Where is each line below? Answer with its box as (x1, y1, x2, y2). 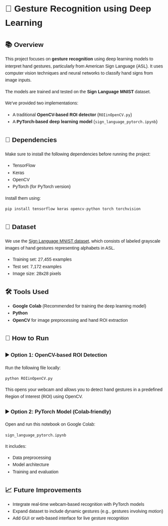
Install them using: (5, 195, 41, 201)
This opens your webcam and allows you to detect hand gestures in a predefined (5, 386, 163, 392)
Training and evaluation (12, 469, 59, 475)
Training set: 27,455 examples (12, 257, 72, 262)
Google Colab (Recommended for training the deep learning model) (12, 303, 147, 309)
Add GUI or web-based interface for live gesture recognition (12, 515, 129, 521)
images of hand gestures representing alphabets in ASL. (5, 245, 115, 251)
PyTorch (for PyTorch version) (12, 184, 71, 190)
